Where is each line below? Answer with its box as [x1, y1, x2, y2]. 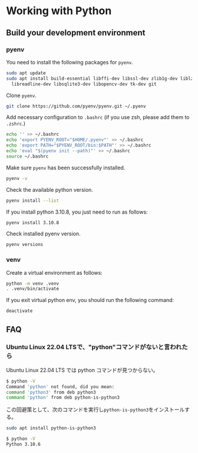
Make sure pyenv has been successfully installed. [6, 164, 126, 171]
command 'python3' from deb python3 [6, 389, 96, 395]
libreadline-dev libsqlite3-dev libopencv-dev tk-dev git [11, 81, 157, 87]
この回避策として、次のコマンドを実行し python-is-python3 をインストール [6, 406, 185, 413]
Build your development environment [6, 28, 146, 38]
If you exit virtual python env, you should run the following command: [6, 297, 174, 304]
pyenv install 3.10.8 [6, 219, 60, 225]
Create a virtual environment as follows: [6, 269, 103, 276]
